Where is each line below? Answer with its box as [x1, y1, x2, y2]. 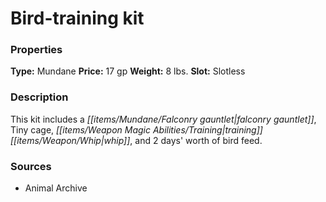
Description [10, 90, 69, 104]
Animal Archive [24, 182, 88, 194]
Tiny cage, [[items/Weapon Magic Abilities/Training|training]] [10, 123, 263, 136]
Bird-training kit [10, 7, 145, 30]
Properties [10, 43, 63, 57]
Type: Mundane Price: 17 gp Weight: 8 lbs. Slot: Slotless [10, 65, 246, 77]
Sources [10, 159, 52, 173]
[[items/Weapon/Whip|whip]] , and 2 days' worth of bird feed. [10, 134, 263, 146]
